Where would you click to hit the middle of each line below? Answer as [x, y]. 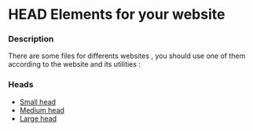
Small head [38, 102]
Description [31, 39]
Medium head [42, 110]
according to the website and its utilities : [75, 64]
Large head [38, 118]
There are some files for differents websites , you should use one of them [127, 56]
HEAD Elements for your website [117, 15]
